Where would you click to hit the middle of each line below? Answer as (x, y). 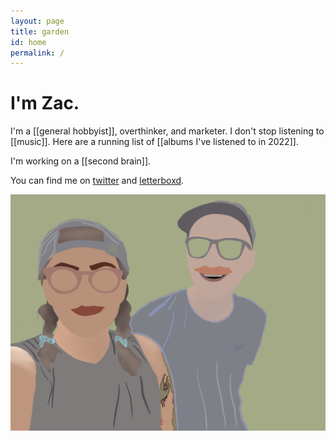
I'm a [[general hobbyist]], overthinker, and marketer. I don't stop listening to (167, 131)
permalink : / (37, 53)
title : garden (40, 31)
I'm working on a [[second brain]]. (81, 161)
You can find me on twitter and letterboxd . (97, 181)
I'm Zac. (45, 103)
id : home (28, 42)
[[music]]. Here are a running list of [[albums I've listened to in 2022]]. (154, 142)
